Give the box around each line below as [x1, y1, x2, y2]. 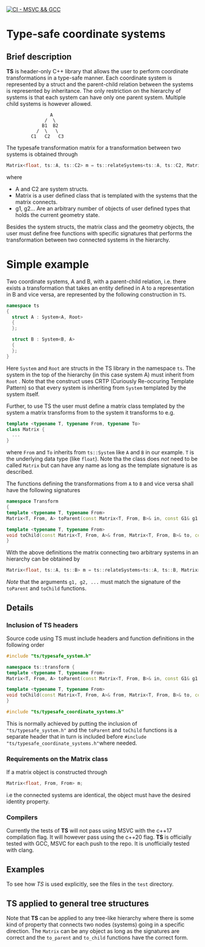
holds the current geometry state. [15, 211, 100, 218]
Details [6, 602, 34, 613]
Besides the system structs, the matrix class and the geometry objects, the [6, 223, 195, 230]
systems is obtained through [6, 150, 78, 158]
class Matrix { [6, 426, 45, 432]
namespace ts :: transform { [6, 664, 75, 670]
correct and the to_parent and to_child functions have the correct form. [6, 934, 189, 941]
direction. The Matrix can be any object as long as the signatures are [6, 927, 180, 935]
